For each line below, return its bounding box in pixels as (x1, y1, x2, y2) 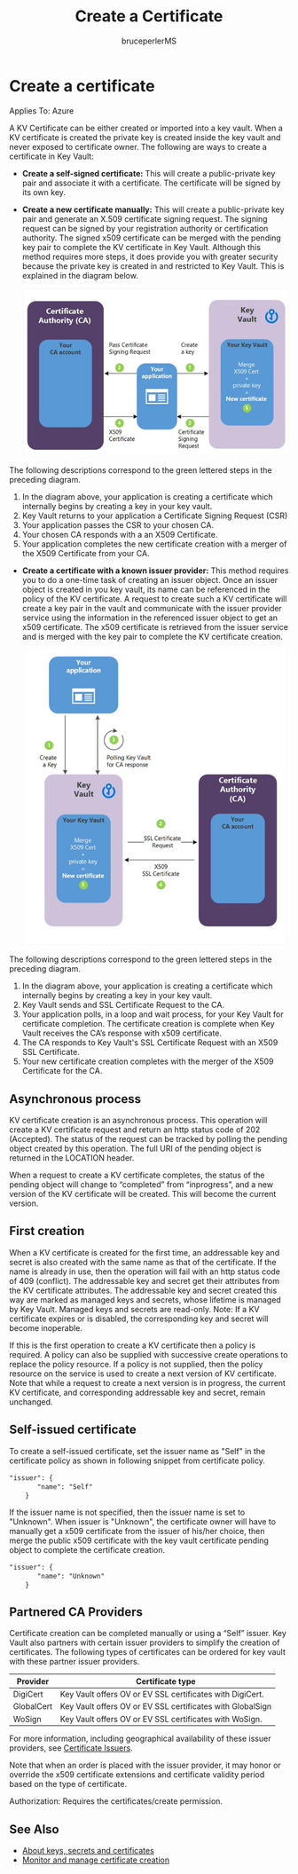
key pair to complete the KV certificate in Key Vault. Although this (21, 241, 262, 252)
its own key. (21, 186, 67, 197)
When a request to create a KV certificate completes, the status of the (9, 1169, 265, 1180)
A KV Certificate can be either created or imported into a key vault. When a (9, 122, 284, 133)
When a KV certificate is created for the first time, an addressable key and (9, 1247, 280, 1257)
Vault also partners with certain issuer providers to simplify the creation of (9, 1637, 280, 1648)
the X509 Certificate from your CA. (21, 547, 150, 558)
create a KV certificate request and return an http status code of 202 (9, 1124, 261, 1135)
